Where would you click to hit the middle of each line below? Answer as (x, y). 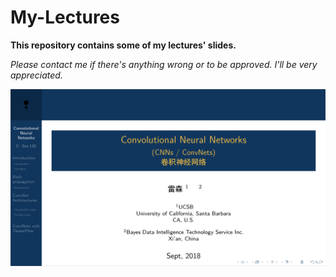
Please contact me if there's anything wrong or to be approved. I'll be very (164, 64)
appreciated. (36, 75)
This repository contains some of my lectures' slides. (123, 45)
